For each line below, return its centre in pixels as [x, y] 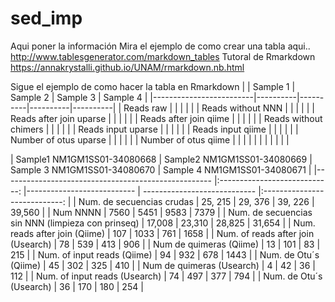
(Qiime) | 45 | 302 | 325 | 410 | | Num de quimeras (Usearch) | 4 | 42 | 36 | [163, 265]
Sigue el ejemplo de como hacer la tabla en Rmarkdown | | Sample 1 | [153, 86]
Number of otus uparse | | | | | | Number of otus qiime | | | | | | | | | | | [150, 139]
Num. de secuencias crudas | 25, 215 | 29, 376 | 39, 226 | [196, 201]
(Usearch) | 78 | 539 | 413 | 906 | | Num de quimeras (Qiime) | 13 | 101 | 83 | [165, 244]
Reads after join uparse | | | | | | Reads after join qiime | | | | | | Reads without [166, 118]
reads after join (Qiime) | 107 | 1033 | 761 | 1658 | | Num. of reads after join [162, 233]
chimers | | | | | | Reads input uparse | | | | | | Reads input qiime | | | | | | [154, 129]
